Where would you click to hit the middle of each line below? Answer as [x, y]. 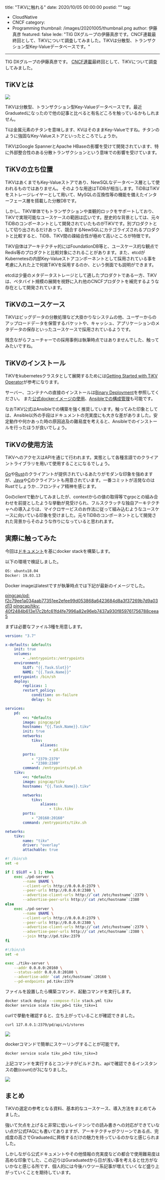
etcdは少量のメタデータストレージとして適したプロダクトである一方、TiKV [81, 275]
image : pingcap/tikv [44, 782]
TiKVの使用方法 [29, 445]
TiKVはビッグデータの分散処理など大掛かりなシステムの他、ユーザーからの [81, 317]
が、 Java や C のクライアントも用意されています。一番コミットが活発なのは [80, 480]
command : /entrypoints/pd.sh [53, 768]
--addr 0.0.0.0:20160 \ [38, 968]
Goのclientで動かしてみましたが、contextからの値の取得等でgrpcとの [75, 497]
